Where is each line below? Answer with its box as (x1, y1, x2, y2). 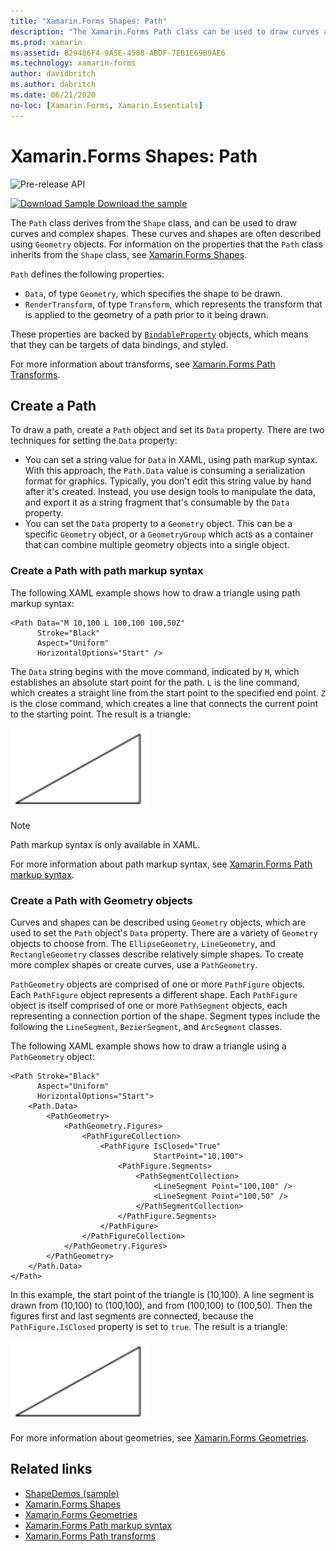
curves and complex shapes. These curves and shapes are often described (10, 227, 322, 239)
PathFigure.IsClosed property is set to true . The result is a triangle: (10, 1320, 288, 1332)
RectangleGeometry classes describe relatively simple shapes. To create (10, 948, 305, 960)
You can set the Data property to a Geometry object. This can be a (24, 518, 293, 530)
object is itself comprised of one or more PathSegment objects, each (10, 999, 288, 1011)
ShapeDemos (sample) (24, 1487, 120, 1499)
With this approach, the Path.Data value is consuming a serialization (24, 465, 306, 477)
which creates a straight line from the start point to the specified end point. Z (10, 686, 326, 699)
